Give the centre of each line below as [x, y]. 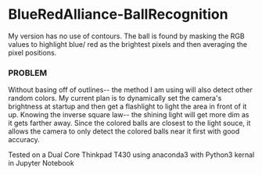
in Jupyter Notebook [41, 163]
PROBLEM [28, 73]
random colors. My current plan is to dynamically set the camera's [115, 98]
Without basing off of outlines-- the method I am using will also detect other [130, 90]
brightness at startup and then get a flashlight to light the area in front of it [127, 106]
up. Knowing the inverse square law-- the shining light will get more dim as [129, 115]
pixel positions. [32, 52]
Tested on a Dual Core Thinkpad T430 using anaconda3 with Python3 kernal [131, 155]
